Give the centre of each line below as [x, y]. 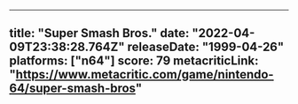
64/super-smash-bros [72, 89]
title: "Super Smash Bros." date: [99, 33]
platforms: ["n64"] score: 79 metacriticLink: [134, 61]
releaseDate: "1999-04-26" [206, 47]
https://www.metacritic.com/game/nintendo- [145, 74]
